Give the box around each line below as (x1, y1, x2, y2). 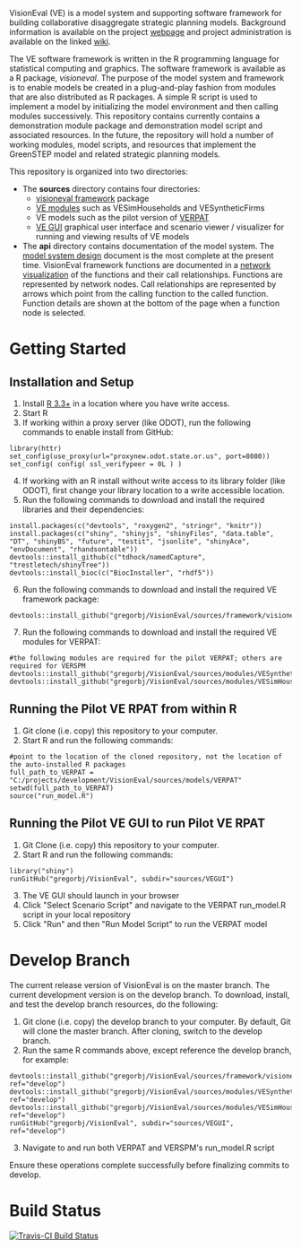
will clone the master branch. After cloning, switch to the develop (21, 1026, 262, 1036)
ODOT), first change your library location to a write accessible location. (21, 485, 285, 496)
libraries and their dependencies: (21, 504, 145, 515)
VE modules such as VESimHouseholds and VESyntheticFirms (35, 203, 265, 213)
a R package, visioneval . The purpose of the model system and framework (9, 73, 285, 83)
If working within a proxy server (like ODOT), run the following (21, 417, 251, 428)
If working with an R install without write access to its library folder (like (21, 475, 286, 486)
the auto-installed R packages (9, 759, 126, 769)
